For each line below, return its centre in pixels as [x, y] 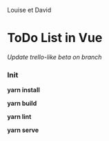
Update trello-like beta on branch [54, 57]
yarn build [22, 104]
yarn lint [19, 117]
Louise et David [29, 10]
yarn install [23, 90]
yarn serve [23, 130]
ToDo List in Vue [55, 38]
